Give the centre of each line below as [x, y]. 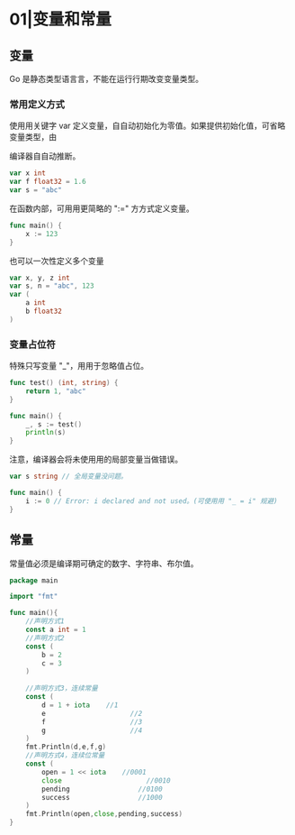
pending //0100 [103, 789]
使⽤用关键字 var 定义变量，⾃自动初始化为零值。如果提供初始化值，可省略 [147, 126]
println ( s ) [46, 433]
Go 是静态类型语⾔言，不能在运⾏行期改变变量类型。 [107, 79]
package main [34, 580]
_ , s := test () [54, 424]
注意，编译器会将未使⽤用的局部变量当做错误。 [96, 459]
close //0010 [106, 780]
